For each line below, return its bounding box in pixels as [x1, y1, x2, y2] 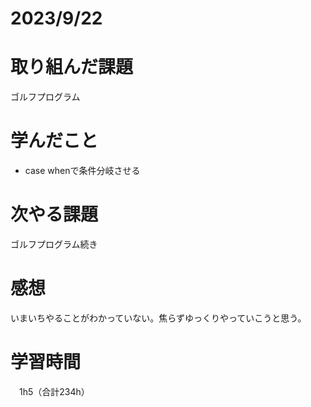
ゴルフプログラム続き [10, 238, 98, 250]
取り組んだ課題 [10, 56, 134, 79]
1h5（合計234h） [18, 385, 90, 397]
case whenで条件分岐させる [24, 165, 141, 177]
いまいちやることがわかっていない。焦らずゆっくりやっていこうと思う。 [10, 312, 307, 324]
